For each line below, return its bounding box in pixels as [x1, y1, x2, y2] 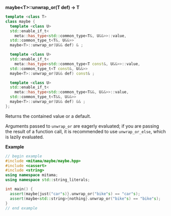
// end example [5, 205, 38, 211]
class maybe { [5, 19, 36, 24]
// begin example [5, 153, 42, 159]
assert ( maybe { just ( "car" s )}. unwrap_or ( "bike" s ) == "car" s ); [10, 191, 140, 196]
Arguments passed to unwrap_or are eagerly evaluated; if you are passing [5, 123, 159, 129]
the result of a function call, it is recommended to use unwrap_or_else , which [5, 128, 166, 134]
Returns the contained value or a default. [5, 113, 91, 119]
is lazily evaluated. [5, 134, 44, 140]
